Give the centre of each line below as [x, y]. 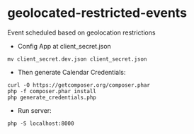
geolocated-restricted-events [97, 13]
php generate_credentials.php [52, 97]
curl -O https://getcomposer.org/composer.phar [79, 85]
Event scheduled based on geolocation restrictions [81, 32]
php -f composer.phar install [52, 91]
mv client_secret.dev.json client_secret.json [77, 59]
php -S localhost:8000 [41, 123]
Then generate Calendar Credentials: [72, 72]
